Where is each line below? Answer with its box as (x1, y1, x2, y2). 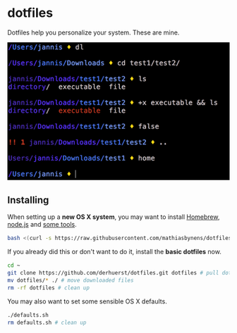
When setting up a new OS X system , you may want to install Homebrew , (7, 213, 220, 221)
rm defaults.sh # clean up (7, 319, 87, 326)
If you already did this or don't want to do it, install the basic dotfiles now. (7, 248, 222, 256)
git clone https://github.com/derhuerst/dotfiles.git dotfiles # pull (7, 270, 219, 277)
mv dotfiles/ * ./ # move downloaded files (7, 277, 134, 284)
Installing (7, 194, 49, 206)
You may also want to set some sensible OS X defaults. (7, 297, 167, 306)
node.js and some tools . (7, 220, 78, 229)
